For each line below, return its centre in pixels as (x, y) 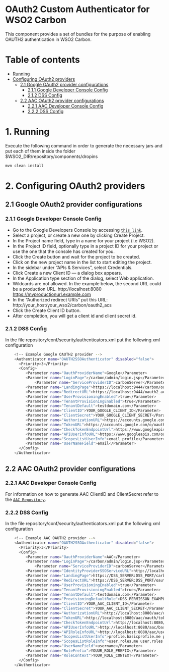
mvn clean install (24, 166)
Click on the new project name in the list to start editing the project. (82, 262)
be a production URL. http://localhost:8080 (57, 289)
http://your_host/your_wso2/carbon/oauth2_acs (62, 305)
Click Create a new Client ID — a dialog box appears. (67, 273)
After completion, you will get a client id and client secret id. (74, 316)
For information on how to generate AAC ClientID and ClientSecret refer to (82, 494)
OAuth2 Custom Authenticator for (77, 9)
